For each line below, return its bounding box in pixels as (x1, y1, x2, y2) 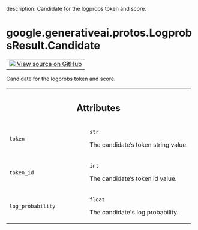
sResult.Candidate (6, 39, 101, 53)
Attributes (76, 102, 121, 113)
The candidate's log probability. (89, 208, 179, 217)
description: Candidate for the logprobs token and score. (6, 5, 147, 12)
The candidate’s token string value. (89, 141, 188, 149)
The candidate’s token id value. (89, 174, 177, 183)
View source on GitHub (17, 59, 82, 68)
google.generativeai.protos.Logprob (6, 26, 192, 40)
